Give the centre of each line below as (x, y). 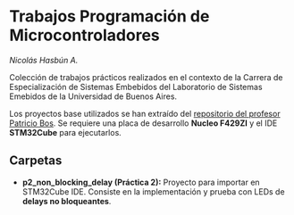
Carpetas (36, 161)
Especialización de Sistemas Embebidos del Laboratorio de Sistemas (136, 87)
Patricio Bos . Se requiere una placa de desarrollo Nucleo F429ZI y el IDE (143, 123)
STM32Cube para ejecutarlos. (66, 132)
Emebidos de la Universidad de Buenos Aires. (93, 96)
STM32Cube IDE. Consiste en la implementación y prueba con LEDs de (153, 191)
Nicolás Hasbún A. (44, 60)
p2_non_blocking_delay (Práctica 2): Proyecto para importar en (141, 182)
